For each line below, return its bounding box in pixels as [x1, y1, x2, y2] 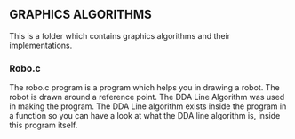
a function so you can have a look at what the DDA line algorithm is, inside [9, 111, 281, 121]
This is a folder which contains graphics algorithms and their [9, 30, 231, 41]
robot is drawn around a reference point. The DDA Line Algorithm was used [9, 92, 285, 103]
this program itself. [9, 120, 78, 131]
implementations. [9, 40, 73, 50]
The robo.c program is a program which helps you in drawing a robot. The [9, 82, 280, 93]
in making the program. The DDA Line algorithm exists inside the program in [9, 101, 287, 112]
